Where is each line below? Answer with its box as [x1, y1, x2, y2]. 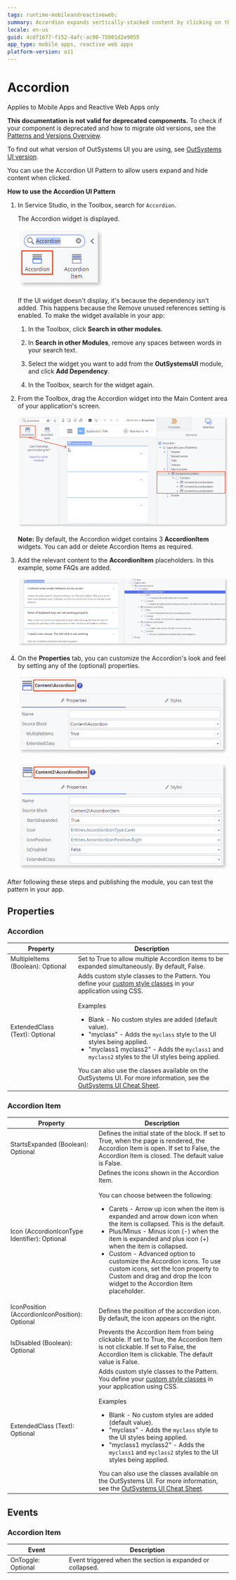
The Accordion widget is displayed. [17, 214, 120, 223]
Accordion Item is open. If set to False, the [98, 1143, 220, 1152]
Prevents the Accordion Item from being [98, 1328, 214, 1336]
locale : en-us [7, 26, 49, 33]
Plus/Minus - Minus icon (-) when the [108, 1227, 219, 1235]
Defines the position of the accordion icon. [98, 1306, 221, 1315]
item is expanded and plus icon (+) [108, 1235, 209, 1243]
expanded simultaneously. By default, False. [77, 962, 205, 970]
